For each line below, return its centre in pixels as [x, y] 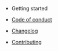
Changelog [25, 31]
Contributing [26, 42]
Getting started [30, 8]
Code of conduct [32, 19]
